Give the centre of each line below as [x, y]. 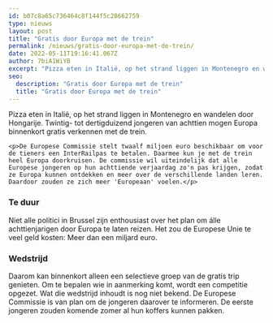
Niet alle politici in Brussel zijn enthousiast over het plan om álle [115, 220]
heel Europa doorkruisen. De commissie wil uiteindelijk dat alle [123, 161]
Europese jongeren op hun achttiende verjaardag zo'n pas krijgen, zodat [136, 168]
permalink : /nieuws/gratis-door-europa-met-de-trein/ [102, 46]
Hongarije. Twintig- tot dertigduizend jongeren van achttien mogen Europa [133, 123]
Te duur [24, 202]
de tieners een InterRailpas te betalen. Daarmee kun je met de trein [130, 154]
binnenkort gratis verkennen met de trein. [78, 131]
